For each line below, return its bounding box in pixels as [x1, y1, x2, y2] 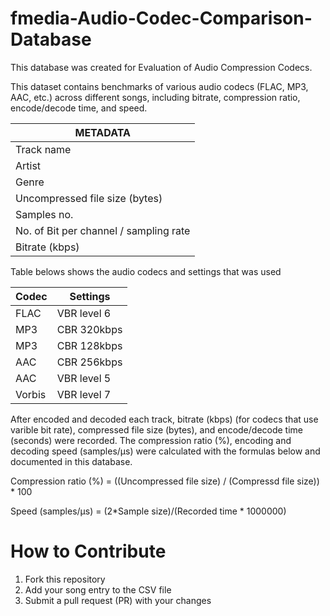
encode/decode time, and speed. [10, 102, 148, 114]
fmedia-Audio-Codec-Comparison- [10, 7, 313, 30]
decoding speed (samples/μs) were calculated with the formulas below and [10, 445, 321, 457]
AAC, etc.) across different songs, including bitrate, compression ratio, [10, 91, 301, 103]
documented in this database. [10, 455, 133, 467]
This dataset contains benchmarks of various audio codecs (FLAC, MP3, [10, 80, 309, 92]
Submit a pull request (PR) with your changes [24, 594, 212, 606]
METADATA [74, 125, 131, 139]
